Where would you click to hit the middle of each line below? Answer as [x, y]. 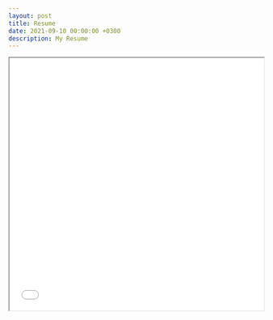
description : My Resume [48, 38]
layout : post [30, 16]
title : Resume [32, 23]
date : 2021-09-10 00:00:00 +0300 [65, 31]
